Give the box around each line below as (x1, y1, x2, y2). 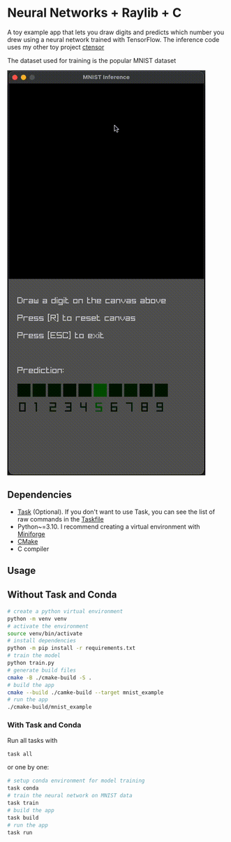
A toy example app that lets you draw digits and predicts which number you (7, 28, 225, 36)
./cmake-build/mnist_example (7, 704, 92, 711)
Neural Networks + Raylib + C (7, 5, 182, 21)
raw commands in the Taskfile (17, 515, 104, 523)
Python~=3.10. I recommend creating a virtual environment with (17, 522, 200, 531)
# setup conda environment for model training (7, 777, 145, 785)
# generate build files (7, 667, 77, 674)
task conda (7, 785, 39, 792)
